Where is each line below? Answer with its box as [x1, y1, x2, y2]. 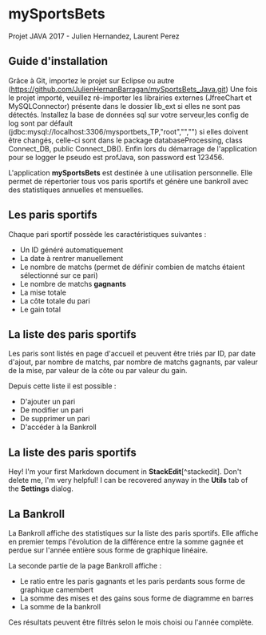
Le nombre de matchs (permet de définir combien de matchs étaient [19, 262, 245, 271]
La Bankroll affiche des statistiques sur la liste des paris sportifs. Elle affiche [8, 528, 259, 537]
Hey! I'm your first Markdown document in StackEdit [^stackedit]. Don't [8, 467, 242, 476]
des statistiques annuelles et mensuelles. [8, 185, 144, 195]
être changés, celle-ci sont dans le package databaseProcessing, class [8, 135, 243, 145]
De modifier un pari [19, 405, 84, 415]
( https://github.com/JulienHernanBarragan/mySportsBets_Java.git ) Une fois [8, 84, 258, 94]
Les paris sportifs [8, 208, 97, 222]
